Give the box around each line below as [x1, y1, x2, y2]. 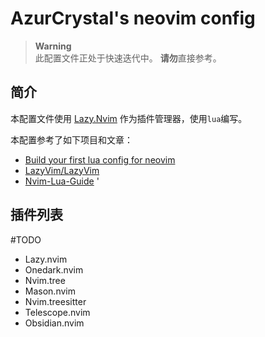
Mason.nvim [24, 285, 76, 297]
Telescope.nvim [24, 306, 91, 318]
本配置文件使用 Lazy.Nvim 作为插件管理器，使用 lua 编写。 [10, 112, 248, 124]
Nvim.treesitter [24, 295, 87, 307]
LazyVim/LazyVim [24, 164, 100, 176]
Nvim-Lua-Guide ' [24, 175, 100, 187]
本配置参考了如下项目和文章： [10, 133, 133, 146]
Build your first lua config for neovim [24, 153, 176, 166]
